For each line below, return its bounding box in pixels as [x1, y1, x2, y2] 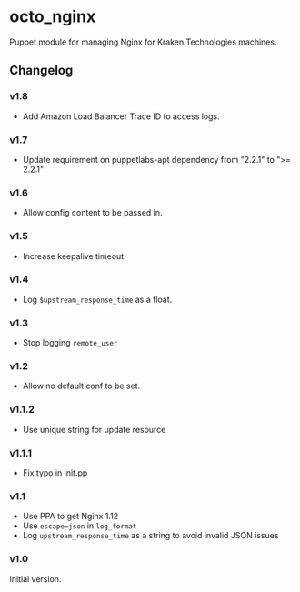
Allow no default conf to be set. [22, 380, 141, 392]
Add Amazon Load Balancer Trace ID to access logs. [22, 111, 220, 122]
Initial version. [9, 573, 62, 584]
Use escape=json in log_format [22, 520, 137, 531]
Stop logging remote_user [22, 337, 118, 348]
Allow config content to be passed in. [22, 207, 163, 218]
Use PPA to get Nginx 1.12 [22, 511, 119, 522]
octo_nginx [9, 6, 96, 27]
